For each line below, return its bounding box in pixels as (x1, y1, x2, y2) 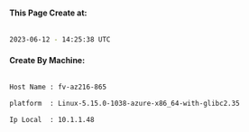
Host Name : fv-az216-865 (9, 82, 106, 92)
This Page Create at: (9, 7, 88, 18)
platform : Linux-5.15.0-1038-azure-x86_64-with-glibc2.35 (9, 99, 241, 108)
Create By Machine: (9, 54, 86, 65)
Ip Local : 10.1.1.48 (9, 116, 95, 125)
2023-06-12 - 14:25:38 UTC (9, 35, 111, 44)
